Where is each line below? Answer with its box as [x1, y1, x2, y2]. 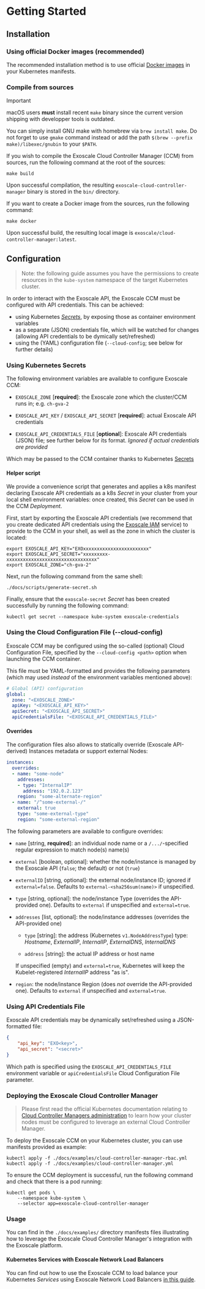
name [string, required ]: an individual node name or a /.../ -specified [15, 839, 188, 847]
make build [6, 171, 34, 177]
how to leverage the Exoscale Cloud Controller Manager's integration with [6, 1235, 193, 1242]
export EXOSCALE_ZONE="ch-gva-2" [6, 562, 92, 568]
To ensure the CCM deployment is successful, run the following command [6, 1171, 193, 1178]
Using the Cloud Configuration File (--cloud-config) [6, 628, 163, 637]
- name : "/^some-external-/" [12, 799, 86, 805]
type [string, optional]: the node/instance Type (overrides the [15, 895, 170, 902]
